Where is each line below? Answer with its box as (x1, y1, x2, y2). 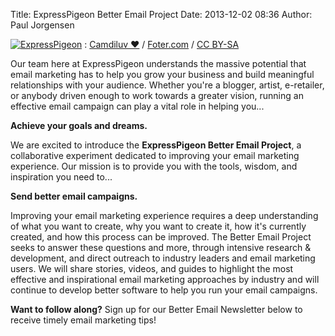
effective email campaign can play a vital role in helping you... (10, 100, 265, 112)
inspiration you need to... (10, 171, 113, 183)
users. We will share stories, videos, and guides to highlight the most (10, 263, 294, 274)
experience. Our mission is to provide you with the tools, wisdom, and (10, 160, 298, 172)
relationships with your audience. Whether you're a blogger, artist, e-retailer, (10, 79, 325, 91)
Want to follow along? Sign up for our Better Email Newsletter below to (10, 304, 303, 315)
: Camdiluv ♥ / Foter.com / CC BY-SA (84, 39, 240, 50)
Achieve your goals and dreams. (10, 120, 148, 131)
